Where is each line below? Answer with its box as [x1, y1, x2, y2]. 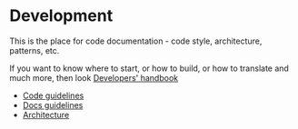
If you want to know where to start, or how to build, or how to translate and [9, 63, 289, 74]
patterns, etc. [9, 45, 60, 55]
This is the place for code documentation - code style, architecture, [9, 35, 263, 46]
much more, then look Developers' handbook [9, 72, 179, 83]
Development [9, 5, 114, 26]
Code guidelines [22, 90, 84, 101]
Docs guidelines [22, 99, 84, 110]
